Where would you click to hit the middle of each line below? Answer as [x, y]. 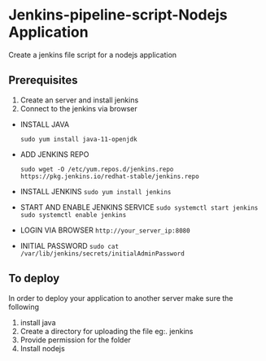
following [24, 307]
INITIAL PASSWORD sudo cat [70, 246]
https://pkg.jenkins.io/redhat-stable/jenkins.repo [109, 176]
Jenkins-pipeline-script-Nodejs [118, 15]
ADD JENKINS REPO [55, 154]
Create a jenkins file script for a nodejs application [93, 54]
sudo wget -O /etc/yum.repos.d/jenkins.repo [97, 169]
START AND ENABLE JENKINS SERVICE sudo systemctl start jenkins [139, 207]
